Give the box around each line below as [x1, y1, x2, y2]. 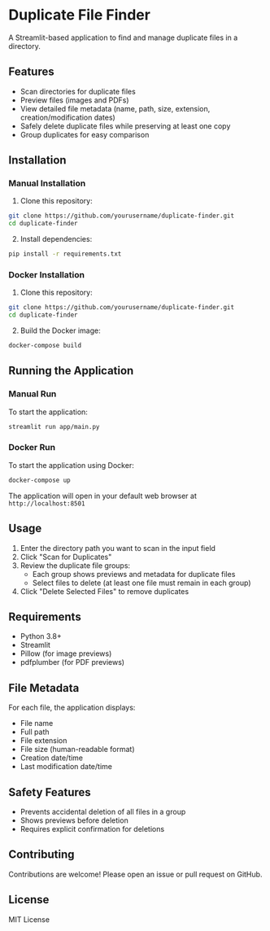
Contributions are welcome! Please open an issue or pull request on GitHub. [8, 869, 263, 879]
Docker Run [8, 442, 55, 453]
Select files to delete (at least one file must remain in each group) [32, 578, 251, 588]
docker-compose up [8, 476, 71, 484]
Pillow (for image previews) [20, 649, 112, 658]
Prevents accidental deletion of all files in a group [20, 806, 186, 816]
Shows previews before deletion [20, 815, 128, 825]
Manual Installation [8, 177, 86, 189]
